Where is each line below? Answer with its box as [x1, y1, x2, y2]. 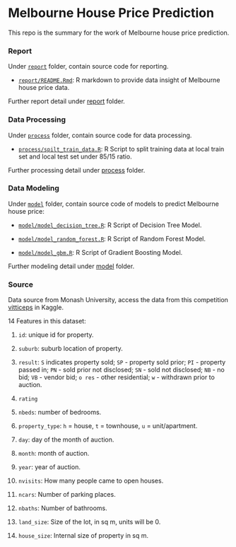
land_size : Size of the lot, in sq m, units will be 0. [18, 518, 161, 526]
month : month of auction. [18, 449, 90, 458]
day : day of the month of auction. [18, 435, 114, 444]
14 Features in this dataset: [8, 317, 87, 326]
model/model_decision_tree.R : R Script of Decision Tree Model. [18, 221, 202, 229]
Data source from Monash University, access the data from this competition [8, 296, 229, 304]
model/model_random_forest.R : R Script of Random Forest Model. [18, 234, 206, 243]
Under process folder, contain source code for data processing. [8, 131, 192, 139]
